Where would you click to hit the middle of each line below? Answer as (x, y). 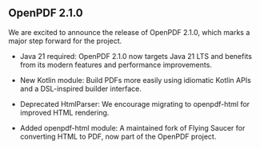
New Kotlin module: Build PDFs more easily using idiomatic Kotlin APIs (136, 80)
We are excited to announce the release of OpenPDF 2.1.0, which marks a (129, 32)
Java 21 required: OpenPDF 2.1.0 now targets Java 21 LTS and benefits (136, 56)
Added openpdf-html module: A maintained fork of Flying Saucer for (132, 127)
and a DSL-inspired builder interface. (81, 88)
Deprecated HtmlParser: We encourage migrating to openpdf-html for (135, 104)
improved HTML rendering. (64, 112)
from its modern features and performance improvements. (116, 65)
